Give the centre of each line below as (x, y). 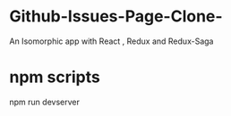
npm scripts (55, 77)
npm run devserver (45, 102)
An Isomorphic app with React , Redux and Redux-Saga (111, 41)
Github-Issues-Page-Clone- (116, 17)
